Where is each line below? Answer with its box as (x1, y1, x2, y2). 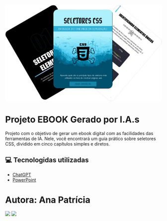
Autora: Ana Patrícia (5, 194, 90, 206)
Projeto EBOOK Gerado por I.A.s (5, 114, 140, 125)
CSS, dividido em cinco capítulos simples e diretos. (5, 141, 110, 147)
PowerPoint (12, 177, 36, 183)
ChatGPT (12, 171, 31, 177)
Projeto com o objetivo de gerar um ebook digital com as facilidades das (5, 131, 154, 137)
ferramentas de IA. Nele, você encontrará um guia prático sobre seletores (5, 136, 156, 142)
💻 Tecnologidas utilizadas (5, 156, 89, 164)
